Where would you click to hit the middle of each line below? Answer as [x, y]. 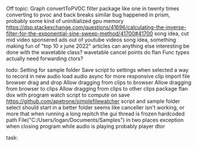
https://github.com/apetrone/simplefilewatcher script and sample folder [93, 101]
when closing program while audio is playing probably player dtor [86, 126]
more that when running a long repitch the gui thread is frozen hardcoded [95, 114]
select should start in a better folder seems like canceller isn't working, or [95, 107]
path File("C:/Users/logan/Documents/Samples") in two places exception [95, 120]
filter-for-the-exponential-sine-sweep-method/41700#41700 [80, 34]
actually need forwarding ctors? [45, 59]
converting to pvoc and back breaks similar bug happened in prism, [88, 15]
